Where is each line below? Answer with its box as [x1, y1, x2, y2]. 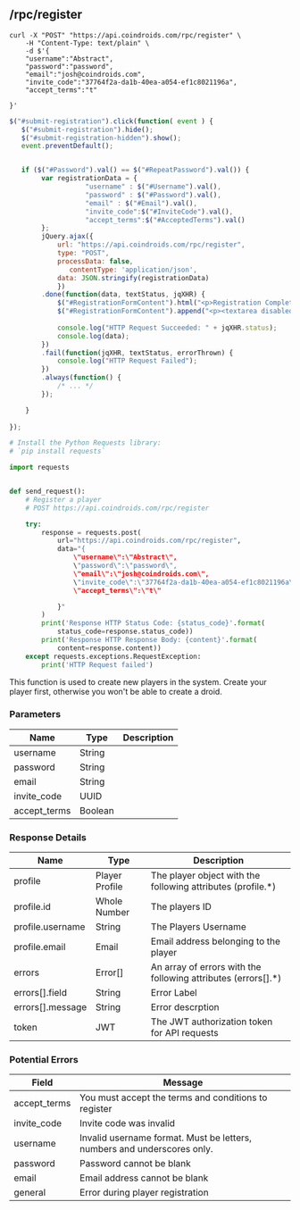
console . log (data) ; [56, 331, 129, 340]
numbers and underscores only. [79, 1143, 213, 1156]
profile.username [13, 921, 86, 933]
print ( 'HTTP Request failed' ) [41, 660, 154, 669]
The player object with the [150, 870, 261, 882]
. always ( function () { [41, 373, 122, 382]
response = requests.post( [41, 528, 142, 537]
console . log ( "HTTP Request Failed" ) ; [56, 356, 198, 365]
